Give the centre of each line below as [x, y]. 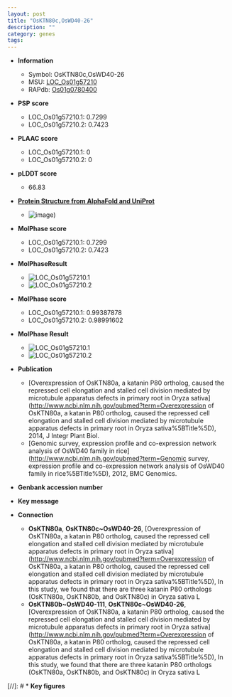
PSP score [33, 103]
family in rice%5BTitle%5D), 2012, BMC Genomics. [103, 474]
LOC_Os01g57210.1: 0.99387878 [75, 313]
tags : [15, 41]
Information [35, 60]
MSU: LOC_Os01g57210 [62, 82]
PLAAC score [38, 139]
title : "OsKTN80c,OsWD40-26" [50, 21]
